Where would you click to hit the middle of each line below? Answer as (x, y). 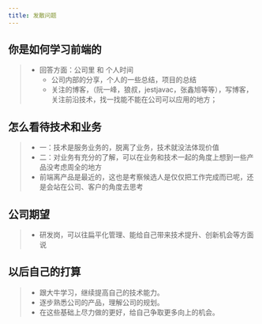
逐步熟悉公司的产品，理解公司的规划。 (101, 302)
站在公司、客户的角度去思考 (98, 187)
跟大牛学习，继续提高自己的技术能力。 (101, 292)
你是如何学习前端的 (55, 49)
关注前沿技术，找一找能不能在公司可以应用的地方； (134, 100)
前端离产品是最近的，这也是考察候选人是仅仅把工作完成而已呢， (143, 177)
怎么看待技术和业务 (55, 127)
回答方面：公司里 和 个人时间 (86, 70)
